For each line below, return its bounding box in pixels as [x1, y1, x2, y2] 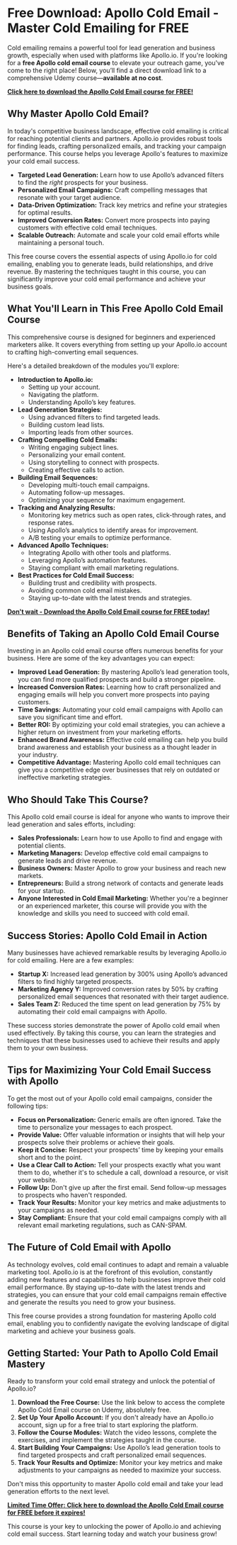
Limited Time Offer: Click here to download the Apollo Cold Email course [7, 1501, 224, 1510]
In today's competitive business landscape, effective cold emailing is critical [7, 126, 229, 135]
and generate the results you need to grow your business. [7, 1298, 176, 1306]
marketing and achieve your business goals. [7, 1327, 136, 1335]
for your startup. [17, 887, 66, 895]
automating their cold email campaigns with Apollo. [17, 1008, 168, 1016]
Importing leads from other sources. [28, 427, 134, 437]
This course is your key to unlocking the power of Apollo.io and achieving [7, 1522, 221, 1531]
